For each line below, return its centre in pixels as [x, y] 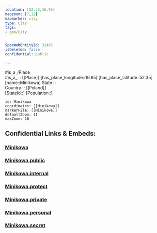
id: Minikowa [18, 102]
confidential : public [27, 54]
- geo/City [16, 32]
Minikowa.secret [25, 225]
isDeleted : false [23, 50]
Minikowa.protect [26, 186]
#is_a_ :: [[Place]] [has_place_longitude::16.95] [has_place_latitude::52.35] [79, 77]
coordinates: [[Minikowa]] [32, 106]
